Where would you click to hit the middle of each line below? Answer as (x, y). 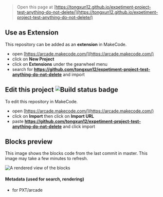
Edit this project (29, 90)
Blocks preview (29, 142)
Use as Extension (32, 33)
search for (22, 69)
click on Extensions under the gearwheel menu (60, 64)
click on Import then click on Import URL (53, 116)
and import (74, 74)
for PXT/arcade (27, 190)
